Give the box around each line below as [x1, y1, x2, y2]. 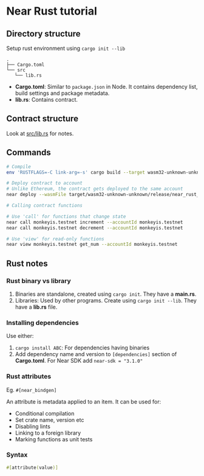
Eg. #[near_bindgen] [6, 386, 57, 393]
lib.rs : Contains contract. [15, 96, 78, 103]
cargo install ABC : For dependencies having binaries [15, 344, 150, 351]
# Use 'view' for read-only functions [6, 236, 104, 242]
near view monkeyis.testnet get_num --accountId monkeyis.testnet [6, 242, 178, 248]
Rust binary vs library [6, 276, 71, 285]
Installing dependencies [6, 318, 79, 327]
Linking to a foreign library [15, 429, 81, 436]
